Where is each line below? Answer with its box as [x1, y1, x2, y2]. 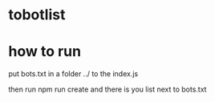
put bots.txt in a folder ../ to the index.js [8, 69, 139, 79]
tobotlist [8, 6, 66, 24]
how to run [8, 43, 82, 61]
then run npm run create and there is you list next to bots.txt [8, 84, 207, 94]
